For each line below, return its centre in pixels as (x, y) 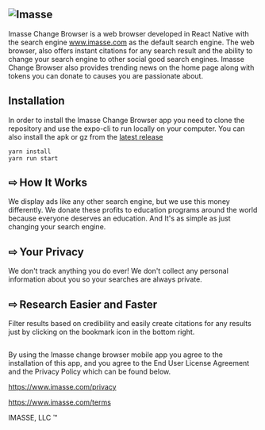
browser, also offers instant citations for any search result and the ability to (131, 50)
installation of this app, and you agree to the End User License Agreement (129, 363)
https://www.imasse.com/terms (60, 402)
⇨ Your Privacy (46, 252)
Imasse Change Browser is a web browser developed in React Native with (129, 33)
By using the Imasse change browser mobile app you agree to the (116, 355)
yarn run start (33, 158)
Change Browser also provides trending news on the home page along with (131, 67)
